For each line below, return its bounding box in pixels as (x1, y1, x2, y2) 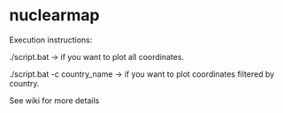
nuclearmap (9, 5, 100, 26)
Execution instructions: (9, 34, 93, 45)
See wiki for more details (9, 94, 100, 106)
